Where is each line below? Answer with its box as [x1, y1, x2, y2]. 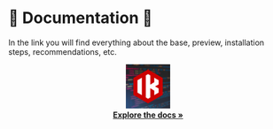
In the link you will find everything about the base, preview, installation [8, 37, 265, 48]
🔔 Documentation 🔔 [8, 8, 153, 28]
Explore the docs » [113, 110, 183, 120]
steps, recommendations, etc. [8, 46, 117, 57]
